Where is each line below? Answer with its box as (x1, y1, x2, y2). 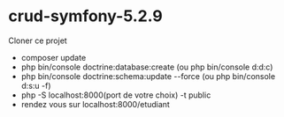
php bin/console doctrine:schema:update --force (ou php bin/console (20, 70, 276, 81)
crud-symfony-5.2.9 (8, 6, 163, 26)
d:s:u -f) (20, 80, 51, 91)
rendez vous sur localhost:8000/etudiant (20, 99, 170, 109)
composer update (20, 52, 87, 62)
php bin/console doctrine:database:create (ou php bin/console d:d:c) (20, 62, 273, 72)
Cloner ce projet (8, 35, 67, 46)
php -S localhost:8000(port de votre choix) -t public (20, 90, 211, 100)
